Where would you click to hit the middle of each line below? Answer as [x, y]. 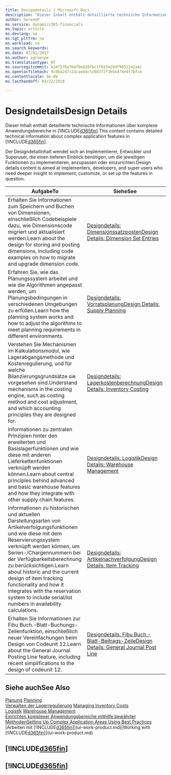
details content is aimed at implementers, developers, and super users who [84, 168]
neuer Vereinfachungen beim [42, 637]
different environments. [36, 336]
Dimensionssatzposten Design [123, 232]
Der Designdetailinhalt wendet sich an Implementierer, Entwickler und [78, 151]
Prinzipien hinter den [33, 436]
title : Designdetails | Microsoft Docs [48, 10]
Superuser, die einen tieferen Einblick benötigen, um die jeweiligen [75, 157]
